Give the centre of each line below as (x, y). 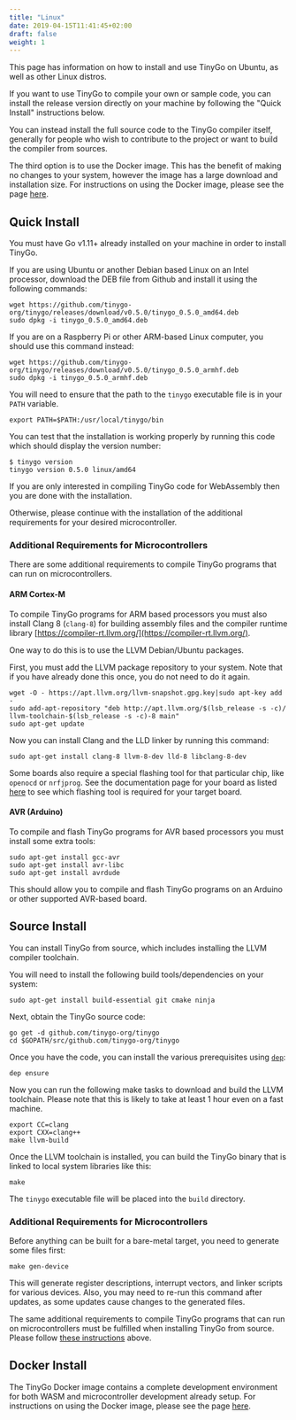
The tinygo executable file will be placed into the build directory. (127, 1199)
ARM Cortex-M (38, 594)
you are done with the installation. (71, 496)
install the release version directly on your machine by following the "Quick (145, 104)
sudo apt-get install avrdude (65, 873)
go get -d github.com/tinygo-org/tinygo (85, 1033)
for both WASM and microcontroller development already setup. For (133, 1396)
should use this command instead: (72, 346)
